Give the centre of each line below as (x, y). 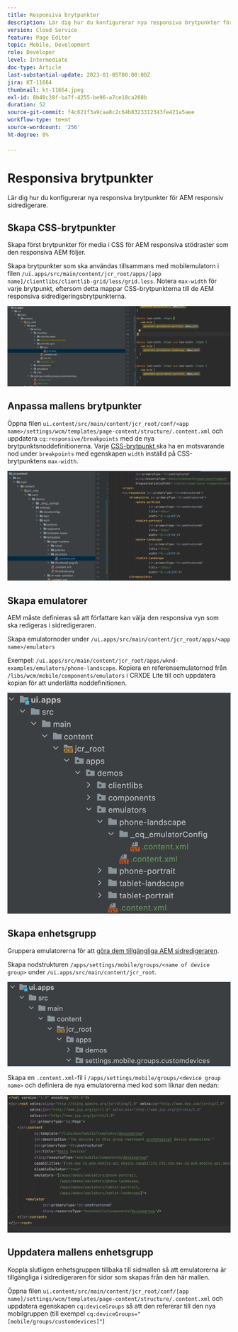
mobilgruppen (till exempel (46, 1314)
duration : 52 (27, 105)
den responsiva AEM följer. (47, 253)
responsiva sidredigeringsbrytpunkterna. (67, 296)
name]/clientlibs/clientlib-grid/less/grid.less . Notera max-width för (112, 281)
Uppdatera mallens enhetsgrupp (80, 1253)
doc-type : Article (34, 67)
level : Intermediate (38, 60)
